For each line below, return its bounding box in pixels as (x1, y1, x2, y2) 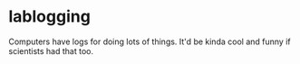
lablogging (8, 6, 92, 27)
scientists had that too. (8, 45, 94, 56)
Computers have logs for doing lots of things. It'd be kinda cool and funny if (8, 36, 291, 47)
